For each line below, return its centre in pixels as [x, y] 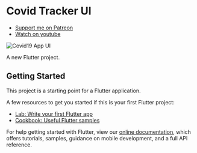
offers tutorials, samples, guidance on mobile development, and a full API [97, 138]
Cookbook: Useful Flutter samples [57, 120]
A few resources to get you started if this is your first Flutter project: [90, 102]
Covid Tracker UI [49, 11]
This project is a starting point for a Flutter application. [73, 91]
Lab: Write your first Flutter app [54, 114]
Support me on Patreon [44, 28]
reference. [19, 145]
